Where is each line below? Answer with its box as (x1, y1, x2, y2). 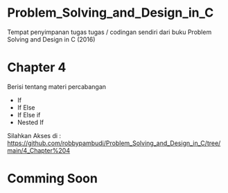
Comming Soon (7, 171, 98, 187)
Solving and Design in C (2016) (7, 35, 96, 43)
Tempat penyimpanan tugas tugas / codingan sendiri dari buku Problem (7, 28, 212, 36)
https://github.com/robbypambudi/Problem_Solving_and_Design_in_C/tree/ (7, 139, 221, 147)
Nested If (17, 118, 44, 126)
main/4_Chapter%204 (7, 146, 71, 154)
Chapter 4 (7, 60, 67, 76)
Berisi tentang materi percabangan (7, 82, 106, 91)
